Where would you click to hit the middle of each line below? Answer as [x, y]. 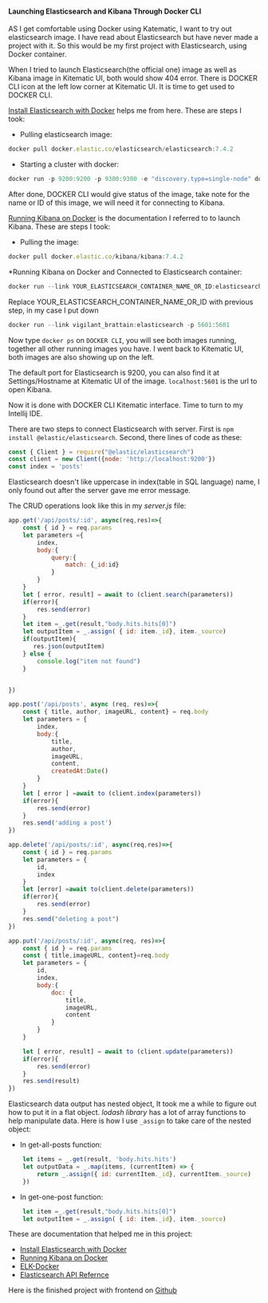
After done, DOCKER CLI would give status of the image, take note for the [129, 194]
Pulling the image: [49, 242]
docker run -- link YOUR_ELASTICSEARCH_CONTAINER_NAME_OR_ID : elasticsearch [135, 286]
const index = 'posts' [46, 466]
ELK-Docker [39, 1266]
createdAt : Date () [80, 771]
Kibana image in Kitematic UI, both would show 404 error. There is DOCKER [133, 78]
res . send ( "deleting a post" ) [71, 919]
